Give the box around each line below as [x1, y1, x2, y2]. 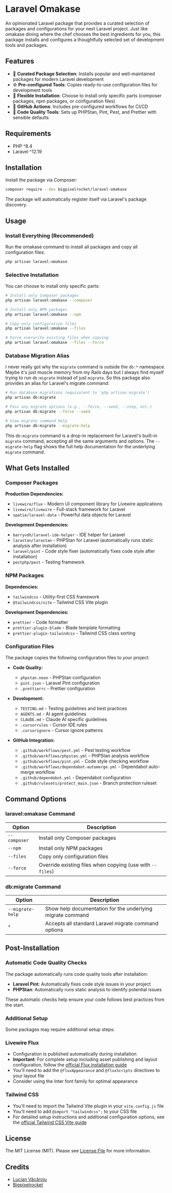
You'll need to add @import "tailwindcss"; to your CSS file [12, 1108, 137, 1114]
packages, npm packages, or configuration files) [12, 98, 116, 104]
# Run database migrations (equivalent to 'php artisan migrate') [5, 390, 150, 395]
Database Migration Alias [5, 352, 70, 359]
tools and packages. [5, 42, 48, 48]
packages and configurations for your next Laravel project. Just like [5, 25, 148, 31]
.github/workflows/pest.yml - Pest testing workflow [20, 747, 131, 753]
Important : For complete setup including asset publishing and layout [12, 1056, 158, 1063]
